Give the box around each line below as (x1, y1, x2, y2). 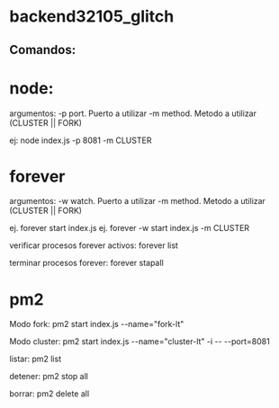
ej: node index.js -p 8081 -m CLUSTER (9, 135, 152, 146)
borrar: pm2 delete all (9, 388, 90, 399)
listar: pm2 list (9, 353, 61, 365)
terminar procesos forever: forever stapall (9, 258, 164, 269)
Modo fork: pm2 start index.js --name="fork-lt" (9, 319, 184, 330)
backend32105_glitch (9, 6, 175, 27)
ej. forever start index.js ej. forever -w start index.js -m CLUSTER (9, 223, 250, 234)
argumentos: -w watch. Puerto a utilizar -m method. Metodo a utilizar (9, 196, 265, 207)
